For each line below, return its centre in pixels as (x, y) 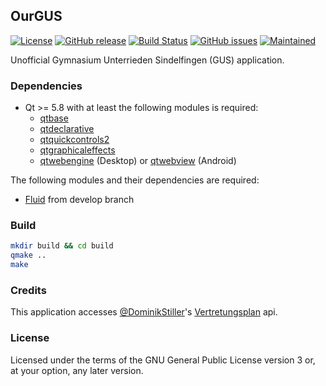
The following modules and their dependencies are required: (135, 180)
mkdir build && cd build (62, 246)
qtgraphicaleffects (77, 150)
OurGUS (36, 16)
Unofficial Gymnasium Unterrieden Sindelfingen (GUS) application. (147, 60)
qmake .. (28, 255)
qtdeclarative (67, 129)
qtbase (54, 118)
